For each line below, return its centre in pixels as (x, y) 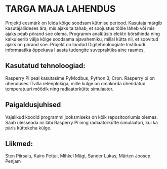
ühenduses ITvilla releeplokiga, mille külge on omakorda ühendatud (75, 83)
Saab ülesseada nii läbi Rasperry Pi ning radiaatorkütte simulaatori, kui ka (82, 122)
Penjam (13, 161)
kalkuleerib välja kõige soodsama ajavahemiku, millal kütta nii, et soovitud (82, 39)
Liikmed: (19, 143)
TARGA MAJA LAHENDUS (60, 9)
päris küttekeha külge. (28, 128)
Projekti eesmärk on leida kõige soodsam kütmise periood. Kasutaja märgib (84, 23)
